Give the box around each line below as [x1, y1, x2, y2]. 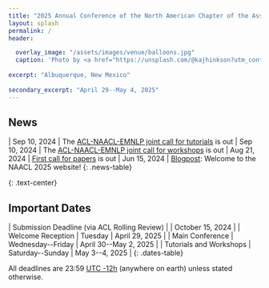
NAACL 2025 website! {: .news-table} [8, 162, 132, 172]
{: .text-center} [8, 178, 58, 188]
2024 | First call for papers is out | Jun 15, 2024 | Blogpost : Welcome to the [8, 154, 256, 164]
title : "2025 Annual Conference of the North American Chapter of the [8, 11, 249, 20]
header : [8, 34, 34, 43]
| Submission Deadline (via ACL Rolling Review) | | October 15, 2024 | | [8, 222, 240, 233]
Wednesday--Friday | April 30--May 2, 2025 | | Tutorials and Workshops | [8, 240, 251, 249]
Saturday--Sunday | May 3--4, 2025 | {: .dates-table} [8, 248, 184, 258]
